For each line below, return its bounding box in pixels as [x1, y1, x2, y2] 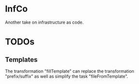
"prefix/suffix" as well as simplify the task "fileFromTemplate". [5, 73, 128, 79]
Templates [5, 56, 38, 64]
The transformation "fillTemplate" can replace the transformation [5, 68, 135, 74]
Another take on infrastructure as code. [5, 19, 84, 25]
